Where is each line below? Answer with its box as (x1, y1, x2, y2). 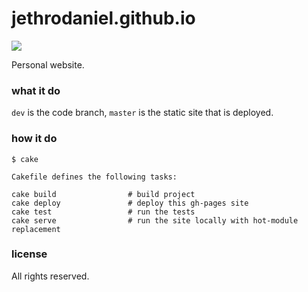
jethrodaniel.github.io (11, 7, 196, 30)
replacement (11, 224, 61, 234)
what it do (11, 83, 61, 97)
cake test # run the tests (11, 207, 196, 217)
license (11, 247, 48, 261)
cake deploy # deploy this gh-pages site (11, 198, 249, 208)
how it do (11, 132, 58, 146)
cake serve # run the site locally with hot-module (11, 215, 299, 226)
